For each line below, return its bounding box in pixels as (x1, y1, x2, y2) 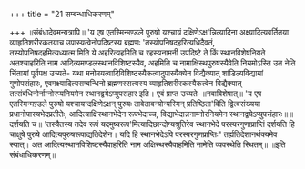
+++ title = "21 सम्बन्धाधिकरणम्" (9, 9, 116, 19)
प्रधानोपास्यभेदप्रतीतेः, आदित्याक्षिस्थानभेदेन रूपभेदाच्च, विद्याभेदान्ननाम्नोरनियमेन (9, 109, 228, 119)
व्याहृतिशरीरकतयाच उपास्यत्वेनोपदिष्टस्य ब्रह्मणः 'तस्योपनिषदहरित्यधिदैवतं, (9, 37, 216, 47)
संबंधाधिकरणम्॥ (9, 150, 56, 160)
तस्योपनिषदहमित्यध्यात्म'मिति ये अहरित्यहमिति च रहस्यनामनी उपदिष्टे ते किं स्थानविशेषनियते (9, 47, 266, 58)
